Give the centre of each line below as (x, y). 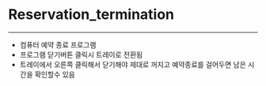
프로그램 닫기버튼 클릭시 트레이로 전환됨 (81, 54)
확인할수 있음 (55, 74)
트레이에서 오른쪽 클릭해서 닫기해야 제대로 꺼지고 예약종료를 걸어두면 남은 (133, 64)
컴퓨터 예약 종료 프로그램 (58, 44)
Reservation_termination (91, 15)
